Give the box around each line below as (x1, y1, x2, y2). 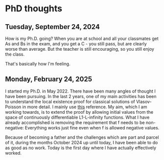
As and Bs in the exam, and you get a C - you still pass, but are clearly (5, 41, 147, 47)
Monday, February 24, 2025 (5, 75, 92, 84)
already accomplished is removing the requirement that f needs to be (5, 119, 145, 126)
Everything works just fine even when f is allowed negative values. (25, 125, 160, 130)
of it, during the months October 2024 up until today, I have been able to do (5, 139, 158, 145)
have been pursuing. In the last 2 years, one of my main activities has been (5, 93, 157, 99)
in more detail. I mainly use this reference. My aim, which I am (22, 104, 147, 110)
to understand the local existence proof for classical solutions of (5, 98, 135, 104)
